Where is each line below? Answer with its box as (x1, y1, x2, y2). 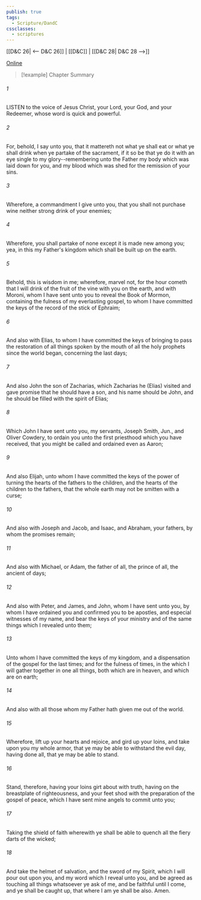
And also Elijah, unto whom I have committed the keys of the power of (6, 472, 179, 480)
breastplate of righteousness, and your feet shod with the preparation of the (6, 790, 195, 797)
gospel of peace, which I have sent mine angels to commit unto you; (6, 796, 176, 803)
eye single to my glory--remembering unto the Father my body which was (6, 155, 190, 163)
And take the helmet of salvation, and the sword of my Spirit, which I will (6, 867, 185, 875)
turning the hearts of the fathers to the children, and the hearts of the (6, 479, 178, 486)
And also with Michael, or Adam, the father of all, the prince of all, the (6, 563, 179, 571)
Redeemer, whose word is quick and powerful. (6, 110, 122, 118)
